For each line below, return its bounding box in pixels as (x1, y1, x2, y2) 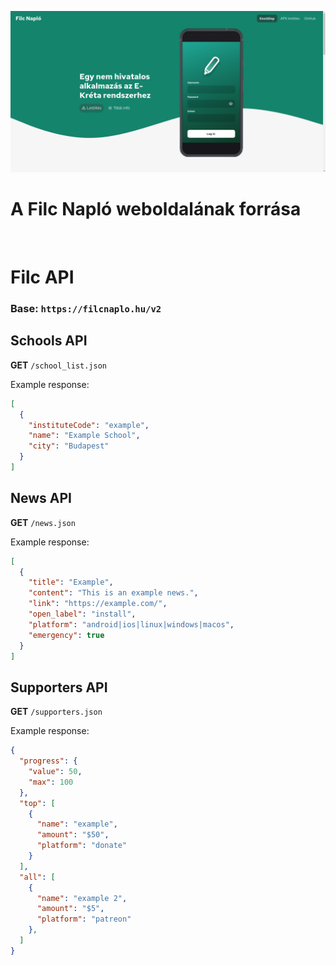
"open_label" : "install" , (28, 609, 137, 620)
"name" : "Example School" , (28, 431, 141, 441)
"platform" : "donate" (36, 841, 128, 851)
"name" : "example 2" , (36, 893, 128, 903)
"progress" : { (19, 756, 78, 766)
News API (10, 490, 72, 507)
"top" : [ (19, 798, 56, 808)
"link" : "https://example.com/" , (28, 599, 168, 609)
